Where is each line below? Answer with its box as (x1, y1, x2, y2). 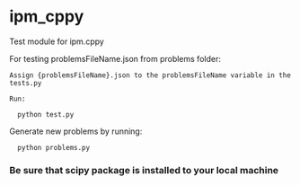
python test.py (17, 110, 75, 119)
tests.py (9, 78, 42, 87)
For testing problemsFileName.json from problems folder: (9, 53, 222, 64)
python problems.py (17, 143, 91, 152)
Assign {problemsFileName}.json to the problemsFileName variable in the (9, 70, 292, 80)
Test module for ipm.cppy (9, 36, 105, 47)
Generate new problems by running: (9, 126, 143, 137)
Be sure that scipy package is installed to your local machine (9, 163, 279, 176)
